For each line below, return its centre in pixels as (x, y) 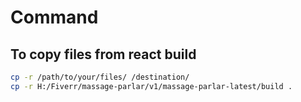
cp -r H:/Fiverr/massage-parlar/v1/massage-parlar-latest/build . (151, 86)
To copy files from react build (103, 54)
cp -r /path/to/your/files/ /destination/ (100, 77)
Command (54, 17)
